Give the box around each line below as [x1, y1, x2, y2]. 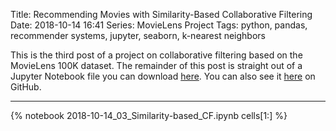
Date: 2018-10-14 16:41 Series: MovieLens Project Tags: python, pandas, [10, 19, 308, 31]
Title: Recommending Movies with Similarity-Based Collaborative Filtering [10, 9, 313, 20]
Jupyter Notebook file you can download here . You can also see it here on [10, 70, 316, 82]
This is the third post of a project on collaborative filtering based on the [10, 49, 303, 61]
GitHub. [10, 81, 42, 93]
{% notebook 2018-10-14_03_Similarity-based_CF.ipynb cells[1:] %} [10, 110, 288, 121]
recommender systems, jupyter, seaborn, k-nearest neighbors [10, 30, 266, 41]
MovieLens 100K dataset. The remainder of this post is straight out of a [10, 60, 303, 71]
